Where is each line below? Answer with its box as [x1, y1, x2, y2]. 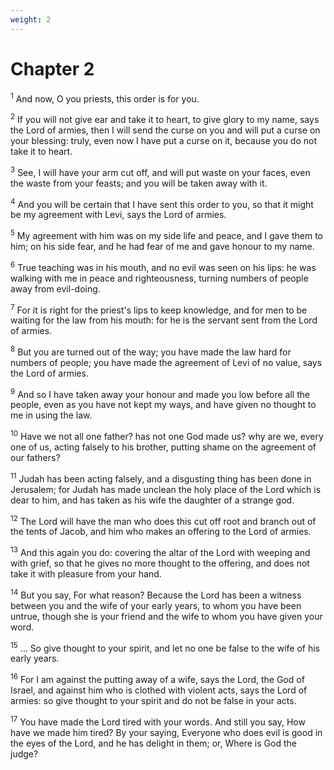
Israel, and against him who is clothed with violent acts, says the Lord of [10, 684, 308, 696]
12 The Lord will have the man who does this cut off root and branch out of [10, 513, 317, 527]
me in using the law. [10, 409, 93, 421]
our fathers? [10, 452, 61, 464]
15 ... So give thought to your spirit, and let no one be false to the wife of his [10, 640, 320, 654]
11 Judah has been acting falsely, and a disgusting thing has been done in [10, 471, 312, 485]
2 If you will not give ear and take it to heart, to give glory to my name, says [10, 112, 320, 125]
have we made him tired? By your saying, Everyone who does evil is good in [10, 726, 323, 738]
